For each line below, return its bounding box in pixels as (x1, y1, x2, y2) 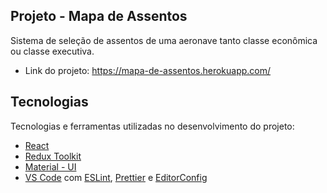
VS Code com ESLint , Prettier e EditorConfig (24, 171, 208, 183)
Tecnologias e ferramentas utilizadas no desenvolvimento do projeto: (10, 120, 295, 132)
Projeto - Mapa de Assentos (10, 8, 188, 25)
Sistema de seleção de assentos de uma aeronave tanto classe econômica (10, 34, 318, 46)
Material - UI (24, 160, 77, 173)
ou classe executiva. (10, 45, 95, 57)
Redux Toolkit (24, 150, 82, 162)
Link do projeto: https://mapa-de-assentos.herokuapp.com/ (24, 64, 272, 76)
